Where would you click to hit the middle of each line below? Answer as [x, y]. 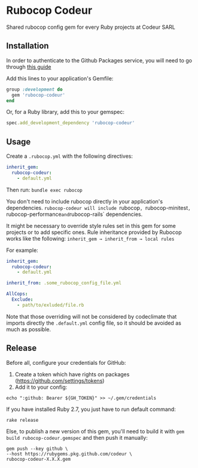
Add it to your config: [41, 387]
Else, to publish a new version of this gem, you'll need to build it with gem [95, 431]
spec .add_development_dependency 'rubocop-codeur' [71, 123]
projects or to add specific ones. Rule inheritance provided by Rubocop [94, 232]
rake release [22, 420]
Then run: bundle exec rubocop [44, 190]
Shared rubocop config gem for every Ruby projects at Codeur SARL [91, 27]
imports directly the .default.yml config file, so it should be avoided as [94, 323]
